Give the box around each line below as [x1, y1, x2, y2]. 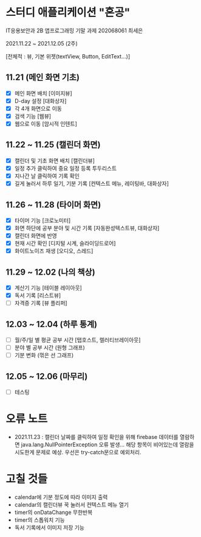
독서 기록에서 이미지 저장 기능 [14, 524, 84, 531]
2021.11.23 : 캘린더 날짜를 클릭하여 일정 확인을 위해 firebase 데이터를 [14, 433, 179, 441]
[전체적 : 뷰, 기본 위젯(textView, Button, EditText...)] [5, 52, 131, 60]
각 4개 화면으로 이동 [14, 105, 62, 112]
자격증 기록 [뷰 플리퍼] [14, 300, 67, 307]
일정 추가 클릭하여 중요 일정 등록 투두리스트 [14, 164, 117, 172]
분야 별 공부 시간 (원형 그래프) [14, 344, 86, 351]
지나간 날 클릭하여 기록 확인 [14, 172, 80, 180]
